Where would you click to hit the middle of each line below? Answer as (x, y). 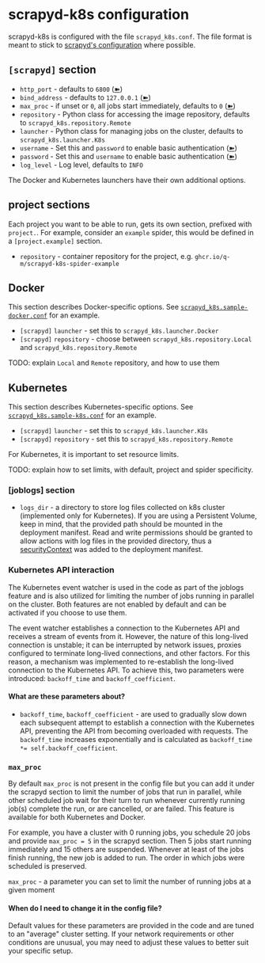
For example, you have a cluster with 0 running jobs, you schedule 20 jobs (129, 832)
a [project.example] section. (55, 241)
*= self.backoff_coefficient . (69, 748)
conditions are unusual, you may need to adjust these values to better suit (129, 942)
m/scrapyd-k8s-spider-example (70, 264)
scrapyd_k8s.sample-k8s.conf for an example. (82, 415)
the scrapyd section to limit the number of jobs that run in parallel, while (125, 792)
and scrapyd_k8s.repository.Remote (78, 348)
